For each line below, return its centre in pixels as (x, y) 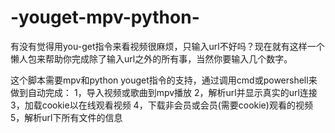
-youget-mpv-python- (105, 17)
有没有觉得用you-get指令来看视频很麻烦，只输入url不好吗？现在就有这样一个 (167, 46)
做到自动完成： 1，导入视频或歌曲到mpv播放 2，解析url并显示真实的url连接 (164, 92)
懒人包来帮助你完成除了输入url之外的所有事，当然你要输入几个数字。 (151, 58)
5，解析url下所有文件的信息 (66, 117)
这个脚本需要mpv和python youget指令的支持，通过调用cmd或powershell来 (164, 80)
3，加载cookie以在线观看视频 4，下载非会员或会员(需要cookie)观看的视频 (161, 105)
